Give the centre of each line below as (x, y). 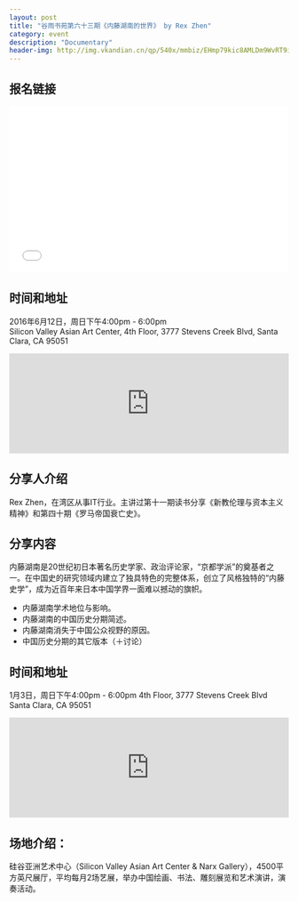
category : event (39, 34)
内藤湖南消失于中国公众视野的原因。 (88, 630)
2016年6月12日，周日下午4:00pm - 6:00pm (88, 321)
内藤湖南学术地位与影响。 (69, 608)
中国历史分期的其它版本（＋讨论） (84, 641)
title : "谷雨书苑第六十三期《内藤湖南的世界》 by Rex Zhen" (110, 26)
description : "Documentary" (61, 42)
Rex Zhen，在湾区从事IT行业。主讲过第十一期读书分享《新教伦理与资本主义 (146, 502)
